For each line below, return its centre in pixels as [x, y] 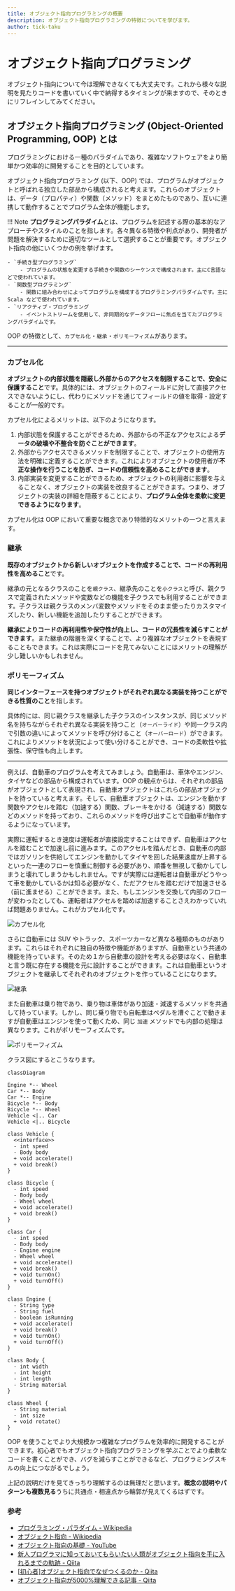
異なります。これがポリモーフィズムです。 [68, 1030]
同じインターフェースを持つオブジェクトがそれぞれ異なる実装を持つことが [114, 692]
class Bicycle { [31, 1183]
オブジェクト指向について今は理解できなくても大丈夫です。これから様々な [114, 84]
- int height [33, 1373]
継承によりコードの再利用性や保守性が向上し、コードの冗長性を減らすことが [117, 629]
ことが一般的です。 [41, 405]
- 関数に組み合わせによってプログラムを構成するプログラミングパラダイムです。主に [124, 292]
